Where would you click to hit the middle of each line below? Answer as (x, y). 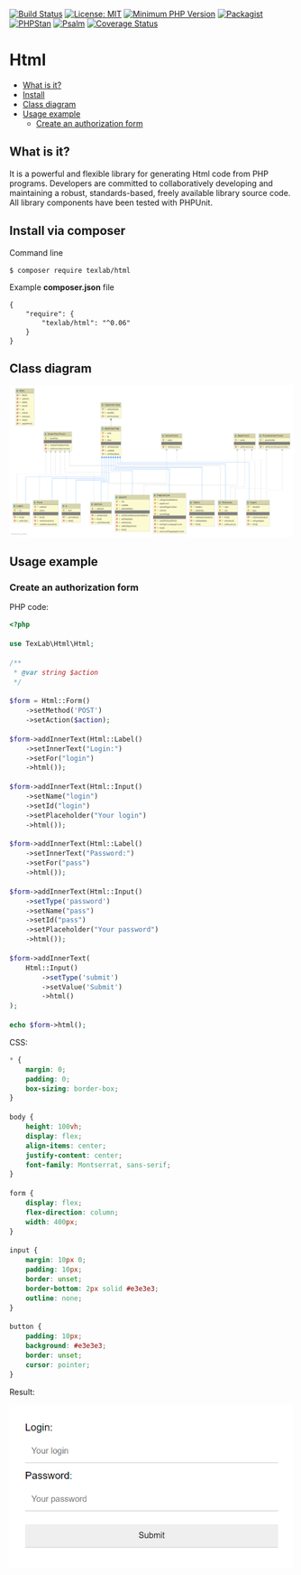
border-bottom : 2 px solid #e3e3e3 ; (92, 1289)
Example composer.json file (62, 287)
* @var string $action (56, 672)
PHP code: (29, 607)
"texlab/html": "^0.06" (86, 323)
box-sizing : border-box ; (72, 1089)
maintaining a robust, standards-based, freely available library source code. (150, 192)
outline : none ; (54, 1298)
